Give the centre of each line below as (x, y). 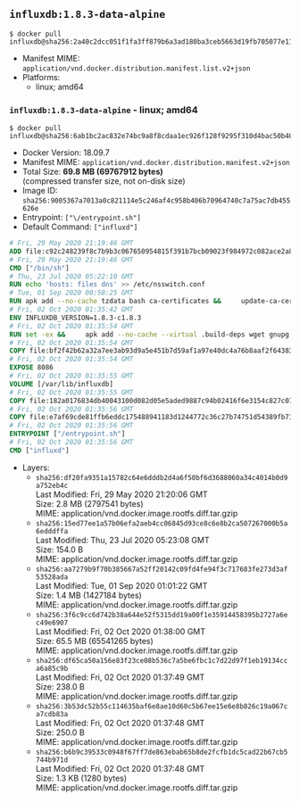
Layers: (36, 467)
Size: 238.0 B (60, 686)
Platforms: (41, 77)
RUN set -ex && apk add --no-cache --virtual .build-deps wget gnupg (150, 335)
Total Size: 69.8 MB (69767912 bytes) (92, 172)
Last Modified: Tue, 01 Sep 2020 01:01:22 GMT (121, 585)
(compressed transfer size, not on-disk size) (104, 181)
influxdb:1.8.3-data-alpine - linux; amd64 (104, 110)
